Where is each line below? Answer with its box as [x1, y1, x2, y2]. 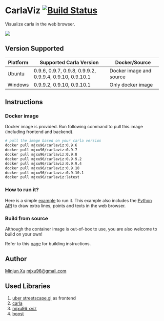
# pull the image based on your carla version [5, 138, 102, 143]
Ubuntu [7, 70, 25, 77]
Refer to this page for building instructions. [5, 240, 91, 247]
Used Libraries [5, 282, 50, 291]
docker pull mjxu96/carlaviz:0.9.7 [5, 147, 78, 153]
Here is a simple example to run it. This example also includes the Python [5, 197, 152, 203]
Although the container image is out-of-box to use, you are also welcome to [5, 226, 158, 232]
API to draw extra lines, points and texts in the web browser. [5, 203, 126, 208]
